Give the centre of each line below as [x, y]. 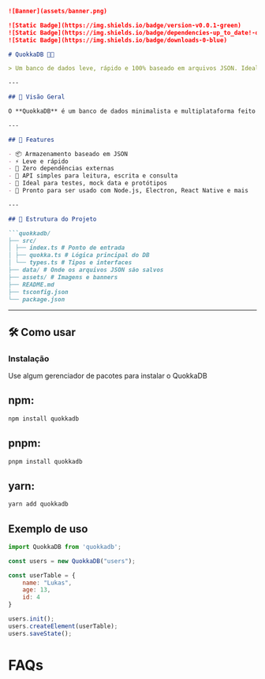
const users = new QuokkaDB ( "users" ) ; [72, 561]
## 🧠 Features [32, 140]
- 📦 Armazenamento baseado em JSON [68, 154]
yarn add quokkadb [38, 504]
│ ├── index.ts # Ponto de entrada [67, 248]
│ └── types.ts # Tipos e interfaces [70, 263]
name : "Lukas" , [47, 583]
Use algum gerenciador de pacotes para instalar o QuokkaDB [108, 376]
